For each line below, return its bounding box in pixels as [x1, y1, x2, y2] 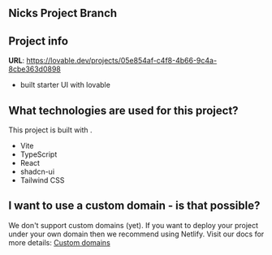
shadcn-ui [19, 166, 55, 177]
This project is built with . [8, 125, 93, 135]
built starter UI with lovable [19, 80, 111, 90]
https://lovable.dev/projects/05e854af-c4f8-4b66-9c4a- [26, 56, 218, 66]
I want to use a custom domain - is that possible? [8, 199, 261, 213]
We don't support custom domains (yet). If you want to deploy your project [8, 220, 258, 230]
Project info [8, 34, 69, 48]
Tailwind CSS [19, 175, 65, 185]
